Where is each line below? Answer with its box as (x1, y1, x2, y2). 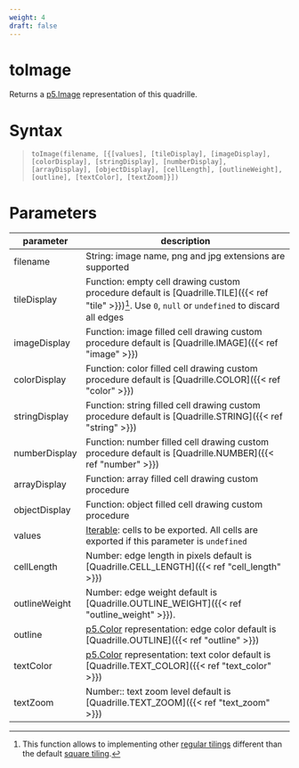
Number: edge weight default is (85, 585, 218, 598)
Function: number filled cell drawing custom (85, 436, 270, 448)
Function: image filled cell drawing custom (85, 325, 263, 338)
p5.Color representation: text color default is (85, 648, 271, 660)
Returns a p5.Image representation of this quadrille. (9, 89, 198, 100)
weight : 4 (9, 12, 46, 22)
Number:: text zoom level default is (85, 685, 231, 698)
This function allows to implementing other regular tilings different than (21, 739, 283, 749)
